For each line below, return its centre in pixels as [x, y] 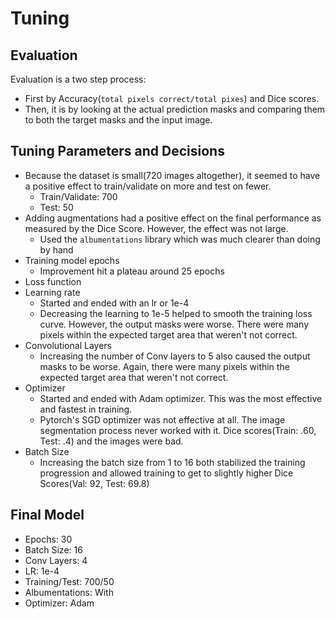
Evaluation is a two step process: [78, 79]
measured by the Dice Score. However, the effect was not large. [156, 228]
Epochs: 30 [48, 539]
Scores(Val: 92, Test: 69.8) [94, 483]
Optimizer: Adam [59, 603]
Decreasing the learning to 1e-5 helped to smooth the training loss [176, 313]
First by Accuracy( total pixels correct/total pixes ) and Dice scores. [172, 98]
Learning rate [52, 292]
